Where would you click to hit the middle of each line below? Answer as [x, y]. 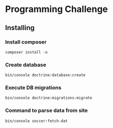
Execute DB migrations [33, 87]
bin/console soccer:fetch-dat [37, 121]
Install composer [26, 42]
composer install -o [27, 52]
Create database [26, 64]
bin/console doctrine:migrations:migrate [49, 98]
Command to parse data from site [47, 110]
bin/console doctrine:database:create [45, 75]
